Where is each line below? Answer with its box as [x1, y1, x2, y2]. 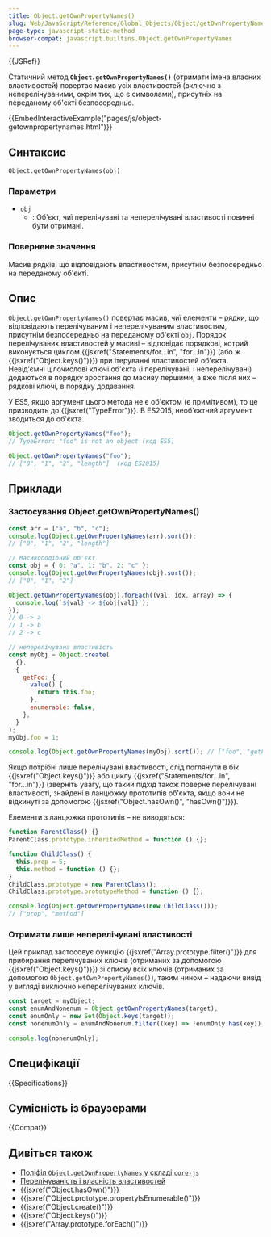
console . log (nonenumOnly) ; [8, 1034, 99, 1042]
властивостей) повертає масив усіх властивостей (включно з [8, 81, 222, 90]
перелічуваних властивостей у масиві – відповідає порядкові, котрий [8, 338, 248, 348]
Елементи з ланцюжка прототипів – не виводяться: [8, 812, 186, 822]
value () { [29, 681, 63, 689]
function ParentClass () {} [8, 828, 99, 837]
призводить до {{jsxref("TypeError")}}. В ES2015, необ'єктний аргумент [8, 405, 252, 416]
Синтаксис [8, 145, 66, 159]
